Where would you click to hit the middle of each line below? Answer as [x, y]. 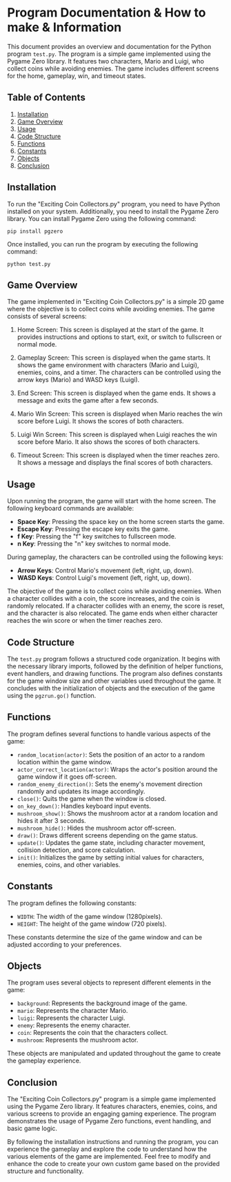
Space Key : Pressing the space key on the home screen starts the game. [121, 522]
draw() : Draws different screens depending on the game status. [107, 835]
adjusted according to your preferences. [64, 944]
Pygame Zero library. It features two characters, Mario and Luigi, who [106, 61]
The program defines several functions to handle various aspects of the [109, 734]
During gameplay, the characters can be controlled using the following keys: [115, 557]
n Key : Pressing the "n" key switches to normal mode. [94, 544]
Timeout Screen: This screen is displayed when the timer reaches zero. [118, 455]
